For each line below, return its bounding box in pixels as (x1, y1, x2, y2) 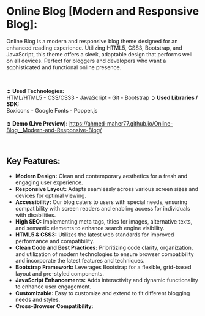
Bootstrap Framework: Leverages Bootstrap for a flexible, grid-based (15, 263, 192, 271)
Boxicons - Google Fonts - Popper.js (6, 107, 98, 114)
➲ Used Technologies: (6, 87, 64, 94)
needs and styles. (15, 296, 61, 303)
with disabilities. (15, 211, 56, 219)
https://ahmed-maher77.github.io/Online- (69, 119, 173, 127)
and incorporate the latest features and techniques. (15, 257, 145, 264)
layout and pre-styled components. (15, 269, 104, 277)
